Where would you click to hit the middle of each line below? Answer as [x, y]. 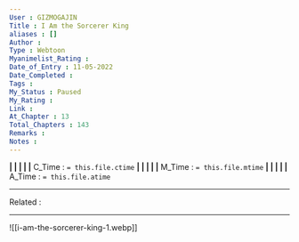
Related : [25, 202]
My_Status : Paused [45, 92]
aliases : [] [33, 34]
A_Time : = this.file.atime [60, 176]
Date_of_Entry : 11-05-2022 [61, 68]
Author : [25, 42]
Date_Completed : [41, 76]
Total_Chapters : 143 [49, 125]
